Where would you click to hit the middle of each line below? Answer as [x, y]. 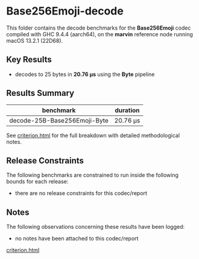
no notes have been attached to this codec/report [77, 238]
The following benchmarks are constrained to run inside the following [93, 175]
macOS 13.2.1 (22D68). [35, 40]
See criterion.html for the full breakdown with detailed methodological [93, 135]
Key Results [29, 59]
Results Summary [40, 93]
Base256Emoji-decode [65, 11]
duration [127, 110]
